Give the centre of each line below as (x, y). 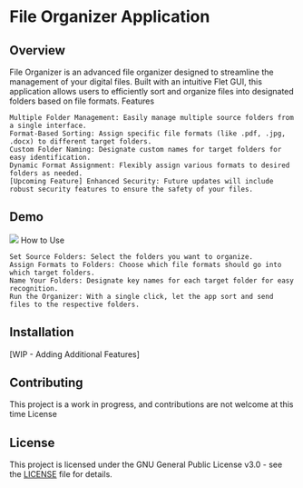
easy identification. (50, 157)
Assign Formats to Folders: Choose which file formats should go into (146, 264)
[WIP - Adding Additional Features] (75, 354)
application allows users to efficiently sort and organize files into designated (152, 91)
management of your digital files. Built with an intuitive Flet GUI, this (136, 82)
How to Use (43, 240)
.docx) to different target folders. (81, 142)
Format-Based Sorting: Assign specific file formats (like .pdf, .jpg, (147, 134)
